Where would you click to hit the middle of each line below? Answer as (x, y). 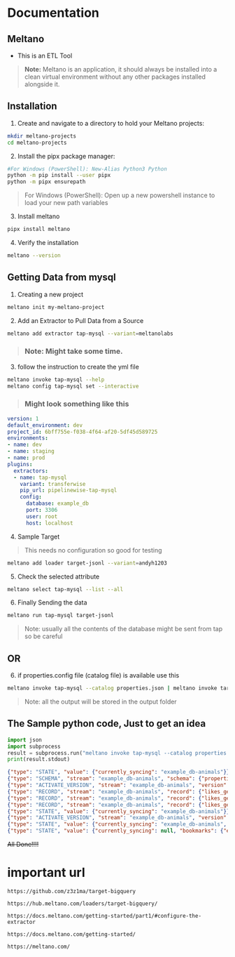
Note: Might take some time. (73, 351)
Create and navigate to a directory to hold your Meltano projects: (111, 123)
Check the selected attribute (58, 576)
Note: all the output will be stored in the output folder (100, 702)
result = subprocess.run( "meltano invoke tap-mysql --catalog (100, 753)
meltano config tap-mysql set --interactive (73, 386)
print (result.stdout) (39, 760)
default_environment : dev (45, 425)
